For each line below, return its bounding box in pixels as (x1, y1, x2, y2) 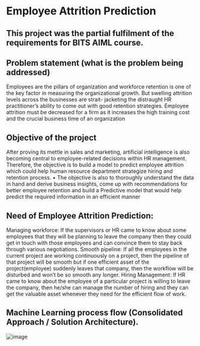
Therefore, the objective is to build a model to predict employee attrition (6, 161, 184, 169)
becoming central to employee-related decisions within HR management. (6, 155, 187, 162)
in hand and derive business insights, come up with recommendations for (6, 180, 188, 187)
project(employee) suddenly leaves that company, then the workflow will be (6, 265, 194, 272)
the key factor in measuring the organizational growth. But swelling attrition (6, 90, 192, 97)
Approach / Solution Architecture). (6, 317, 139, 327)
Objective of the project (6, 132, 97, 142)
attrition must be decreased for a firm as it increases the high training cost (6, 109, 190, 116)
